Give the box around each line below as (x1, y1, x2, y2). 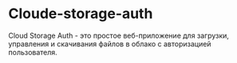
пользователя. (8, 47, 57, 57)
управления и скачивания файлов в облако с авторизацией (8, 39, 211, 48)
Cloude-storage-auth (8, 5, 153, 23)
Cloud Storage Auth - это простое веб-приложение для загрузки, (8, 31, 230, 40)
